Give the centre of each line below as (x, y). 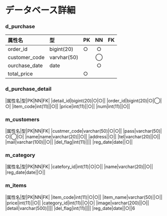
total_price (20, 74)
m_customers (22, 119)
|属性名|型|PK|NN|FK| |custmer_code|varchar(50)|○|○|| (64, 131)
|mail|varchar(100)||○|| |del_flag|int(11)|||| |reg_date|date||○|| (69, 142)
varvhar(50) (64, 58)
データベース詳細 (40, 10)
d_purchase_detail (29, 89)
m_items (16, 186)
